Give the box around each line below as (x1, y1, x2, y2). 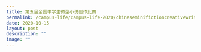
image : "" (6, 36, 31, 42)
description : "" (6, 31, 47, 37)
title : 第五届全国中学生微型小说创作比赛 (6, 8, 97, 15)
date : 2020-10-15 (6, 20, 50, 26)
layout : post (6, 25, 39, 32)
